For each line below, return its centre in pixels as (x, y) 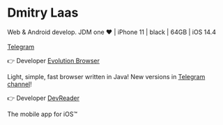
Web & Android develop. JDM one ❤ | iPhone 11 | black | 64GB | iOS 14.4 (111, 32)
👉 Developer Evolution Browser (53, 60)
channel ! (20, 84)
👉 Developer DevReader (44, 98)
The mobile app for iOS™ (43, 114)
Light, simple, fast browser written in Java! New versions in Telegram (106, 76)
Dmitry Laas (43, 13)
